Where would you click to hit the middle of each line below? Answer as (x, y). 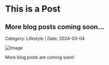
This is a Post (33, 9)
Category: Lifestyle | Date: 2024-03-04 (45, 38)
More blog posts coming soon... (55, 27)
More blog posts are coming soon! (40, 57)
